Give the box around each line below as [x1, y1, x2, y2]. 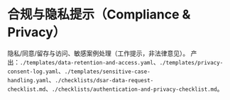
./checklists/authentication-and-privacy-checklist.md [51, 86, 218, 93]
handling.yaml [7, 77, 50, 84]
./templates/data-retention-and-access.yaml [20, 59, 154, 66]
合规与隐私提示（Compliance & [7, 6, 191, 23]
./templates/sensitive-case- [64, 68, 150, 75]
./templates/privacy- [159, 59, 224, 66]
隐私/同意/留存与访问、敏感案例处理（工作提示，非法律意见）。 [7, 49, 190, 57]
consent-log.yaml [7, 68, 59, 75]
